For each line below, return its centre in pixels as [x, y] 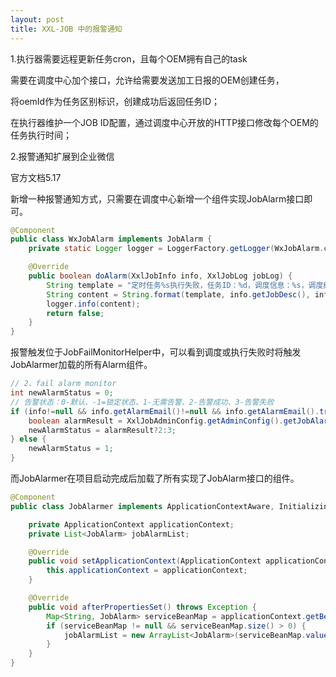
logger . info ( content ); [93, 304]
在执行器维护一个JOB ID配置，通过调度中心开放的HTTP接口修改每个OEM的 [164, 122]
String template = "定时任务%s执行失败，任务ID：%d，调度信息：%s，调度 [185, 285]
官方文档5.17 [36, 177]
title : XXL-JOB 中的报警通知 [66, 29]
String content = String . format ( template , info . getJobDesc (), [178, 294]
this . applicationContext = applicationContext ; [147, 571]
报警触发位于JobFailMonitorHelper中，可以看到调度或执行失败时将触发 [156, 352]
